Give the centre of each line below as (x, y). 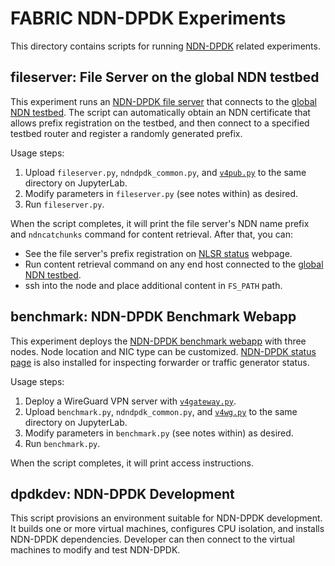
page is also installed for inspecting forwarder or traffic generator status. (160, 362)
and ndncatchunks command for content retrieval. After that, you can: (151, 234)
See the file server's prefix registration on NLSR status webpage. (158, 253)
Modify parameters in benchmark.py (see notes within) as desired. (159, 433)
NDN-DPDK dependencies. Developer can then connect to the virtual (152, 539)
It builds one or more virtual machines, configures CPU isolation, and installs (167, 529)
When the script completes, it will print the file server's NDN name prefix (160, 223)
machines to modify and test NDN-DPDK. (95, 550)
